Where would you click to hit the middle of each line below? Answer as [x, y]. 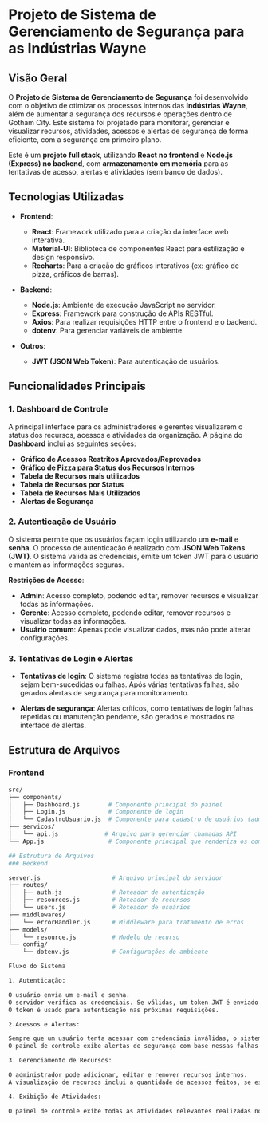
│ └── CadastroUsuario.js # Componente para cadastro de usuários [126, 819]
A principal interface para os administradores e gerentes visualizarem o [126, 426]
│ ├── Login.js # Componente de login [96, 812]
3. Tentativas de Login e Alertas [71, 658]
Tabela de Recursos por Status [72, 484]
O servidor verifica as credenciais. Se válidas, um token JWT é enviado [134, 1003]
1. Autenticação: [37, 981]
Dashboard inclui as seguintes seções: [72, 443]
